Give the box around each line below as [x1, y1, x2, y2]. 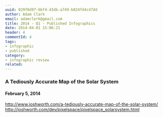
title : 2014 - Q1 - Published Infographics [5, 21, 96, 26]
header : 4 [5, 30, 26, 35]
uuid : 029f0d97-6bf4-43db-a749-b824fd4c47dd [5, 7, 98, 12]
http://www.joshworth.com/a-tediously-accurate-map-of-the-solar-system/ [5, 101, 159, 107]
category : [5, 53, 26, 58]
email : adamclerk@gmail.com [5, 16, 63, 21]
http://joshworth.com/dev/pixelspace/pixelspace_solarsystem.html [5, 107, 140, 113]
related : [5, 62, 23, 67]
